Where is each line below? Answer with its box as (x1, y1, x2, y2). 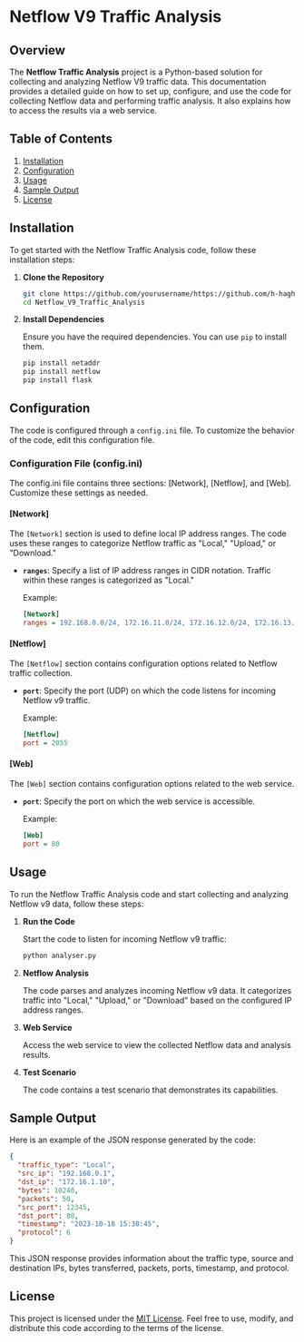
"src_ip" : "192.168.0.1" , (17, 1169, 116, 1179)
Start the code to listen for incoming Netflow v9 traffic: (22, 933, 227, 945)
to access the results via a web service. (9, 105, 157, 115)
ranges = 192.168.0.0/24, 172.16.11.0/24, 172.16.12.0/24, (22, 619, 251, 628)
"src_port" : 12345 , (17, 1202, 92, 1212)
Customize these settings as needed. (9, 487, 148, 498)
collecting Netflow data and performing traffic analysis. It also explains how (9, 95, 291, 106)
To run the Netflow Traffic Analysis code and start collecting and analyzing (9, 888, 289, 899)
